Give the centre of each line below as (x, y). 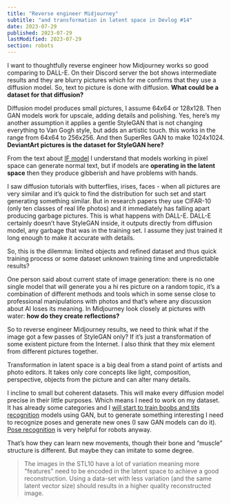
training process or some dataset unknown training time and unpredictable (113, 259)
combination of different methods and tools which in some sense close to (111, 294)
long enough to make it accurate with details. (71, 238)
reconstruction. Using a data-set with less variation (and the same (118, 478)
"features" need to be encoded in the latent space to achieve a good (121, 471)
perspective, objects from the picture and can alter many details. (99, 380)
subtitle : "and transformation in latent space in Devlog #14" (100, 20)
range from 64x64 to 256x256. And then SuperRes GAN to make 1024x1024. (116, 138)
